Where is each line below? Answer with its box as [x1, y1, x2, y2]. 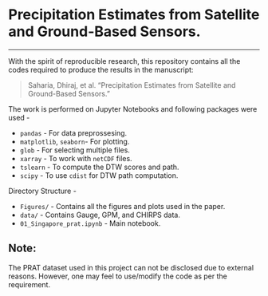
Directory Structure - [8, 186, 77, 195]
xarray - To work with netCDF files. [19, 153, 133, 163]
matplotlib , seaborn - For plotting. [19, 136, 130, 146]
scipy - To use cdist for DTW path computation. [19, 170, 179, 180]
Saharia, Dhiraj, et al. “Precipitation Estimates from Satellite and [27, 80, 236, 89]
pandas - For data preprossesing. [19, 128, 128, 137]
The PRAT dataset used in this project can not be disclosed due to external [8, 262, 254, 272]
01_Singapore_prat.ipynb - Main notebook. [19, 218, 161, 228]
